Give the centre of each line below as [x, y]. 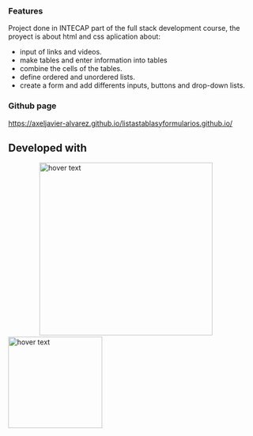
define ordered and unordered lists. [77, 77]
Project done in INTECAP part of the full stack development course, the [124, 28]
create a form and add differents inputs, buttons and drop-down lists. [132, 85]
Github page [32, 106]
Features [26, 11]
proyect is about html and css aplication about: [84, 36]
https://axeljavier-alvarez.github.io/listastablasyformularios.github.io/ [121, 123]
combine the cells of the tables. [71, 69]
